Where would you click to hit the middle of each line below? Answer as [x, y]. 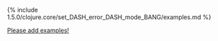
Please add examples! [38, 30]
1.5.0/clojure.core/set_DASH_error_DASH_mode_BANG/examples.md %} [109, 17]
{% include [23, 10]
